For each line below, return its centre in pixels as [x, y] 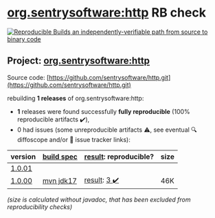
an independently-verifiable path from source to [140, 32]
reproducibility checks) [40, 207]
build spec [60, 157]
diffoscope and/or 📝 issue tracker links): [73, 139]
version [23, 157]
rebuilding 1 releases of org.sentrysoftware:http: [76, 98]
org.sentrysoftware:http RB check [106, 13]
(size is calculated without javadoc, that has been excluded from [99, 199]
